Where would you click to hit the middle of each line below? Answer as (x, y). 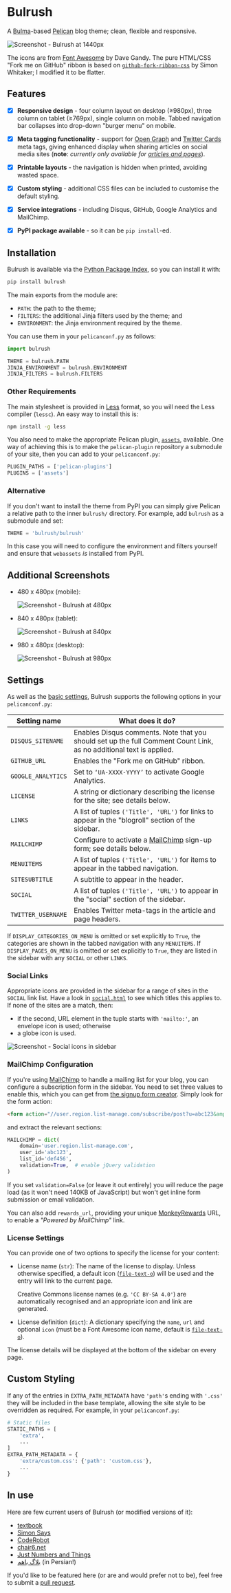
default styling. (38, 196)
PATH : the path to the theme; (56, 308)
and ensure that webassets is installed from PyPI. (76, 554)
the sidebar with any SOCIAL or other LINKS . (68, 958)
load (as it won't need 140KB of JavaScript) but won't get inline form (104, 1192)
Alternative (26, 491)
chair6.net (31, 1547)
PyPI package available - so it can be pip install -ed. (94, 230)
